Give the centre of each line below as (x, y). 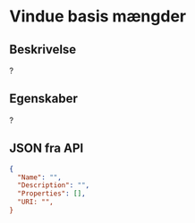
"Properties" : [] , (52, 194)
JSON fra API (47, 149)
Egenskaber (44, 99)
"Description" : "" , (54, 186)
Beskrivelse (43, 50)
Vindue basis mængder (97, 17)
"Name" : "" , (40, 177)
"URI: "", (35, 202)
